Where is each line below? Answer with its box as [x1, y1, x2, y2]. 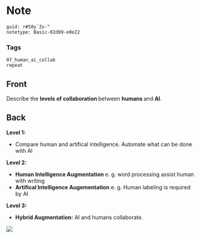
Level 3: [6, 201, 27, 209]
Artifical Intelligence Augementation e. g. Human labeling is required [15, 183, 191, 191]
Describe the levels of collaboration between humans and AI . [6, 95, 162, 102]
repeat [6, 62, 23, 69]
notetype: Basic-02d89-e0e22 [6, 29, 80, 35]
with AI [15, 147, 33, 154]
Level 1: [6, 128, 26, 136]
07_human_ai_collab [6, 57, 56, 63]
